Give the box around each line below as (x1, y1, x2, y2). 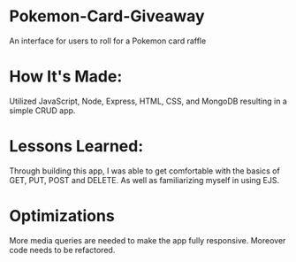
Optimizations (9, 206, 115, 226)
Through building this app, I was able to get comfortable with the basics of (9, 166, 280, 176)
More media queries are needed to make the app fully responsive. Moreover (9, 235, 286, 245)
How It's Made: (9, 66, 123, 87)
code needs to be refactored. (9, 244, 116, 255)
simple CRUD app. (9, 104, 76, 116)
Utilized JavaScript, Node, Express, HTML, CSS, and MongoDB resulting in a (9, 96, 287, 106)
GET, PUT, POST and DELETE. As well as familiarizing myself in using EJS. (9, 174, 280, 185)
